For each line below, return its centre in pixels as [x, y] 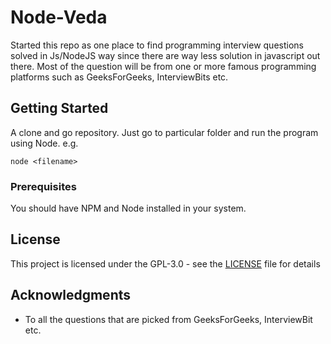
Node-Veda [59, 17]
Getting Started [59, 108]
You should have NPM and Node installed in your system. [128, 208]
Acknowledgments [71, 295]
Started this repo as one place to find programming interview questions [157, 45]
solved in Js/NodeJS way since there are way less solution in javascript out [165, 55]
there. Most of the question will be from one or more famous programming [163, 66]
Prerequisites [43, 186]
